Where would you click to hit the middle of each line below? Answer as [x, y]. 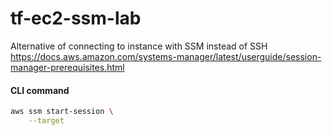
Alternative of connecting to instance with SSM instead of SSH [139, 46]
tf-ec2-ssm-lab [76, 18]
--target [46, 121]
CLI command [40, 90]
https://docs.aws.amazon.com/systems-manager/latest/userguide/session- [166, 56]
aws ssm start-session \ [62, 112]
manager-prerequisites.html [67, 67]
